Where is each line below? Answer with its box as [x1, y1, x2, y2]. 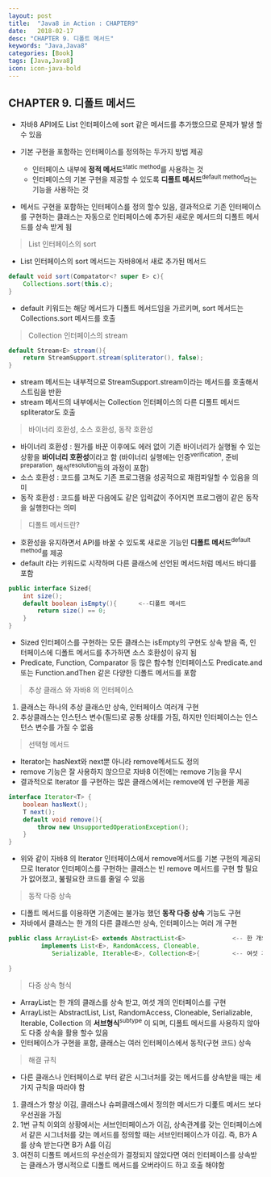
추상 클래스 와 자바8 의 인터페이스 [27, 685, 135, 695]
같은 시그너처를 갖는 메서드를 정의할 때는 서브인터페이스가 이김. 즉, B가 [28, 1130, 251, 1140]
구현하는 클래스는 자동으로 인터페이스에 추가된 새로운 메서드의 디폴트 [28, 212, 244, 221]
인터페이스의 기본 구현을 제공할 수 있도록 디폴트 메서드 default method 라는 [31, 173, 257, 184]
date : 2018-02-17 [8, 27, 74, 35]
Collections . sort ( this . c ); [23, 280, 114, 288]
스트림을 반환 [19, 387, 62, 397]
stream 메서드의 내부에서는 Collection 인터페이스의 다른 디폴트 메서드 [19, 397, 240, 407]
